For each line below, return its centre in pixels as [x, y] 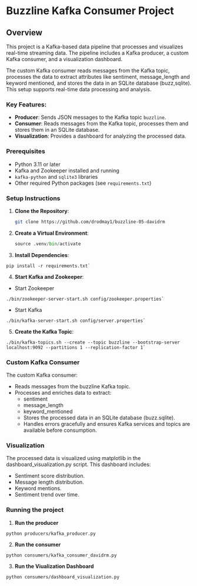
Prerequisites [26, 151]
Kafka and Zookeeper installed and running [67, 170]
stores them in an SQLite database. [57, 130]
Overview [24, 33]
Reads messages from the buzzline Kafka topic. [72, 386]
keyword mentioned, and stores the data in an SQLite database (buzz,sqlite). [99, 83]
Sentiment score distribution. [50, 476]
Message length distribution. [49, 482]
